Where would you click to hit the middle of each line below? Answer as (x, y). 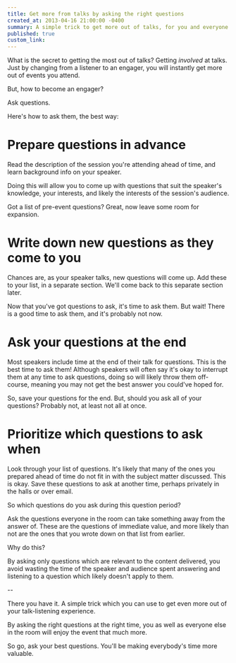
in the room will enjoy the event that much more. (77, 632)
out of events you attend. (44, 76)
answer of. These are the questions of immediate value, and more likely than (118, 526)
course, (18, 384)
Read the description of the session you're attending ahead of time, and (112, 165)
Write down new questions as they (111, 243)
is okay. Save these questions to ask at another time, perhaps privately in (113, 483)
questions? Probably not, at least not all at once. (77, 405)
